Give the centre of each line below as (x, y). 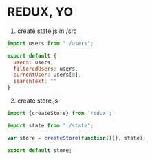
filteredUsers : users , (46, 69)
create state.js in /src (47, 31)
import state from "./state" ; (51, 125)
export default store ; (40, 150)
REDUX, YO (40, 12)
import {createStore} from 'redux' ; (59, 114)
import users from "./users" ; (51, 43)
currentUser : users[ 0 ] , (47, 75)
